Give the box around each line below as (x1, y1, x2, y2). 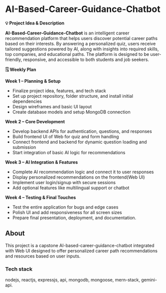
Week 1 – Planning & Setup (5, 78, 61, 84)
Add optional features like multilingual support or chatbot (12, 185, 130, 191)
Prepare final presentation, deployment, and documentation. (12, 215, 137, 221)
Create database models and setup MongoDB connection (12, 109, 131, 115)
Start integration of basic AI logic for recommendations (12, 149, 126, 155)
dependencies (12, 98, 42, 104)
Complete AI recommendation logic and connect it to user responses (12, 169, 154, 175)
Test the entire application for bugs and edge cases (12, 204, 119, 210)
